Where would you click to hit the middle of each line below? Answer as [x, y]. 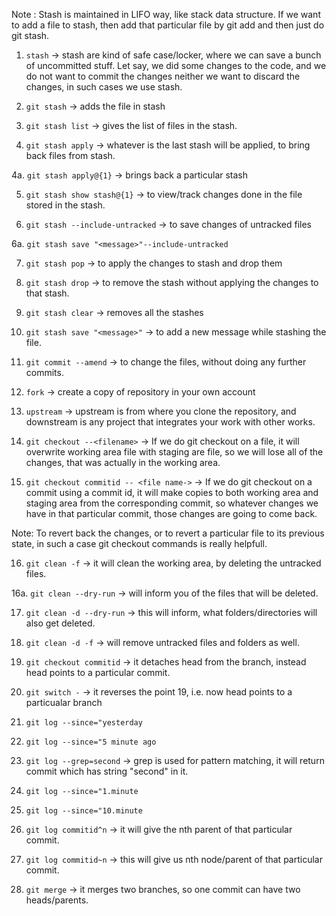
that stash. [47, 293]
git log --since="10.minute [84, 811]
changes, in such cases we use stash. [104, 87]
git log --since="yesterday [84, 723]
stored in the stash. [65, 205]
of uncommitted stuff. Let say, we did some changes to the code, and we [176, 65]
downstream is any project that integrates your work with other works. [170, 422]
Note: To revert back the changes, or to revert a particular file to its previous [168, 533]
